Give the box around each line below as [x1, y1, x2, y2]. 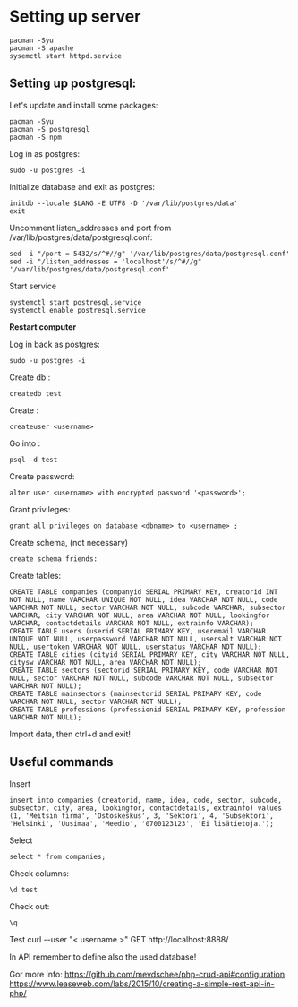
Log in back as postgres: [9, 339, 100, 349]
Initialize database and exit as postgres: [9, 181, 155, 192]
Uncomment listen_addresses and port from [9, 222, 172, 233]
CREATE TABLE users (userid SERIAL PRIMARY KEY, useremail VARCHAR [9, 626, 267, 635]
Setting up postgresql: [9, 76, 137, 91]
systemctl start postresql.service [9, 297, 142, 306]
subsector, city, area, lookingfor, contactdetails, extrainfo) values [9, 804, 282, 813]
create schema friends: [9, 554, 98, 564]
